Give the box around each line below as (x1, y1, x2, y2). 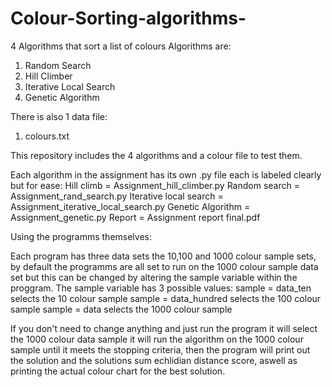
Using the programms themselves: (10, 230, 153, 242)
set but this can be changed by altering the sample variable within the (10, 271, 298, 283)
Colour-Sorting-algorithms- (10, 7, 247, 30)
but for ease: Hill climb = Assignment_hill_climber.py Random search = (10, 179, 300, 191)
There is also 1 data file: (10, 110, 108, 122)
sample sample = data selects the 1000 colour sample (10, 303, 233, 315)
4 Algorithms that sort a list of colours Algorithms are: (10, 40, 232, 52)
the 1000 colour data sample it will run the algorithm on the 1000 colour (10, 333, 304, 345)
